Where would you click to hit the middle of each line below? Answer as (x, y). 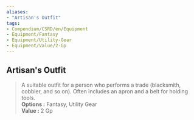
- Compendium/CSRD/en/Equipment (47, 29)
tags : (13, 23)
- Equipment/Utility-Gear (39, 40)
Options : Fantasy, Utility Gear (59, 104)
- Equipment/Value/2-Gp (36, 46)
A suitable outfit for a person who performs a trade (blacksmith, (101, 85)
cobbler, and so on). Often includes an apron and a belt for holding (105, 91)
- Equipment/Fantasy (33, 35)
